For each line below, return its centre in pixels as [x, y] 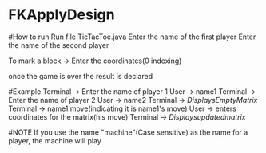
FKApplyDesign [62, 15]
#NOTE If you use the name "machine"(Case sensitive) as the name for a [128, 132]
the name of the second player [59, 45]
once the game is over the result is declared [81, 76]
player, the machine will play [55, 140]
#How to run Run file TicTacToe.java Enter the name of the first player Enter [132, 37]
